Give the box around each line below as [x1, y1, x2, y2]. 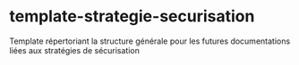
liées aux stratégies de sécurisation [9, 45, 141, 55]
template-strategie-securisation [9, 6, 255, 27]
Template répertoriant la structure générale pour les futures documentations [9, 36, 291, 46]
